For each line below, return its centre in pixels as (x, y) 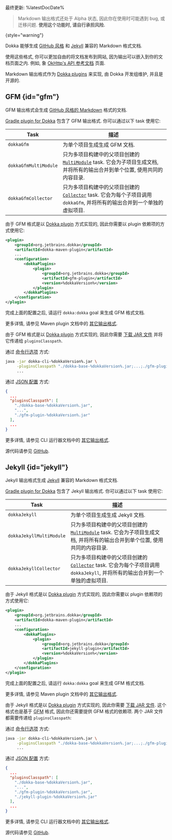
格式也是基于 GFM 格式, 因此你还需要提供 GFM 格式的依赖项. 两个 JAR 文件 (84, 711)
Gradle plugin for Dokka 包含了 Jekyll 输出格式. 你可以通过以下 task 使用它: (84, 491)
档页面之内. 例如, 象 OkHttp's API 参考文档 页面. (56, 63)
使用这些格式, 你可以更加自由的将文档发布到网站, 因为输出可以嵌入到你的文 (84, 57)
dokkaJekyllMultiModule (37, 536)
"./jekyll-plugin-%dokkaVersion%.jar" (56, 797)
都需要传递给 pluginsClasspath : (38, 718)
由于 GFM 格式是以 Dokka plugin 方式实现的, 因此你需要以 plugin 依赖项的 (83, 224)
